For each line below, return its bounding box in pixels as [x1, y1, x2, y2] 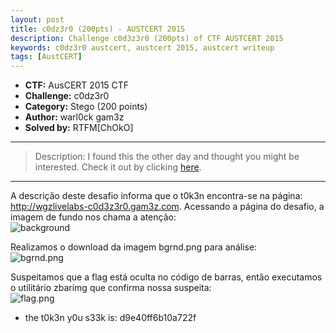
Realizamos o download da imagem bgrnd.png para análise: [10, 241, 258, 253]
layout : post [10, 14, 65, 25]
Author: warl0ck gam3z [24, 111, 125, 123]
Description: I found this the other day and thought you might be [34, 151, 300, 163]
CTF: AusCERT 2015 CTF [24, 79, 130, 91]
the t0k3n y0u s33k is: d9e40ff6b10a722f [24, 312, 197, 324]
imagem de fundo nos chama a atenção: [10, 211, 177, 223]
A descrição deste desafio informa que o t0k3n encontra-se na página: [10, 190, 303, 202]
